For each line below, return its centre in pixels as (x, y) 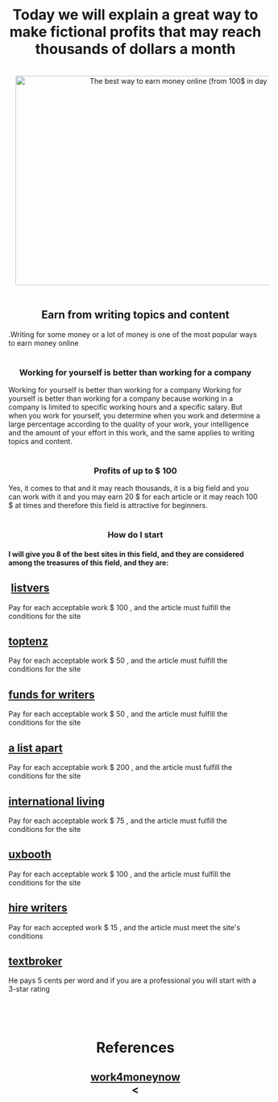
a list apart (35, 748)
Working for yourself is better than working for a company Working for (125, 390)
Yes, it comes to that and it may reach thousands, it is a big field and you (129, 489)
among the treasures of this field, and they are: (89, 563)
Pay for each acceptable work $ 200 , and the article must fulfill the (120, 767)
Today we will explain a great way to (135, 15)
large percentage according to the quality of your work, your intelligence (129, 424)
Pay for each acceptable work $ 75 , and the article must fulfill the (118, 821)
